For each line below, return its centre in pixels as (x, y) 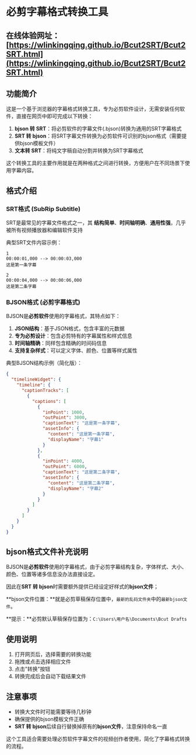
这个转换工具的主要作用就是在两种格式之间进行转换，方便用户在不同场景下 (95, 163)
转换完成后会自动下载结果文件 (50, 677)
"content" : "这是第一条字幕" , (81, 434)
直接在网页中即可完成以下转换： (55, 116)
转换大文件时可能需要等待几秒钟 (53, 712)
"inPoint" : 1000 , (64, 412)
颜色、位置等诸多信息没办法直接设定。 (52, 574)
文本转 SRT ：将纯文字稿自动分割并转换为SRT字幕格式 (79, 151)
